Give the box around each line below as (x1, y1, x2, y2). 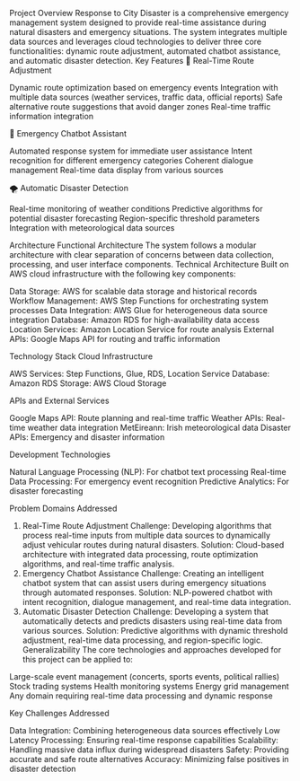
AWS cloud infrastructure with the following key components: (9, 268, 236, 279)
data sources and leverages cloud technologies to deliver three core (9, 36, 262, 47)
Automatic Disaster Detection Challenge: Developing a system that (22, 606, 269, 617)
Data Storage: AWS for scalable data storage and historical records (9, 286, 258, 296)
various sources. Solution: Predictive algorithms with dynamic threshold (22, 626, 288, 636)
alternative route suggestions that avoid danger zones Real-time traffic (9, 101, 271, 111)
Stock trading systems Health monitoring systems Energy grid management (9, 681, 289, 691)
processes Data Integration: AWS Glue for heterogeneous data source (9, 305, 268, 315)
